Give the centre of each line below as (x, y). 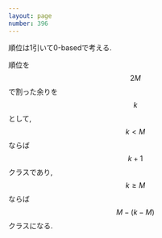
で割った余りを (33, 91)
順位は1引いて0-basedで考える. (60, 47)
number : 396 (28, 23)
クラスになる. (31, 225)
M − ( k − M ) (135, 212)
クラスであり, (31, 172)
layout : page (30, 16)
